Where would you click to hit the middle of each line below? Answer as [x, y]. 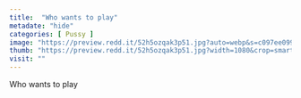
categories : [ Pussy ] [52, 34]
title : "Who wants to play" [64, 17]
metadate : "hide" [42, 26]
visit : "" [28, 59]
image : [21, 42]
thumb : [21, 51]
